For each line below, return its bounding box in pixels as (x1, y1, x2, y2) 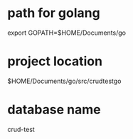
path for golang (7, 5, 101, 21)
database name (7, 101, 101, 118)
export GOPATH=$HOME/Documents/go (7, 28, 127, 37)
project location (7, 53, 103, 69)
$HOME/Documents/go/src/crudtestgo (7, 77, 122, 85)
